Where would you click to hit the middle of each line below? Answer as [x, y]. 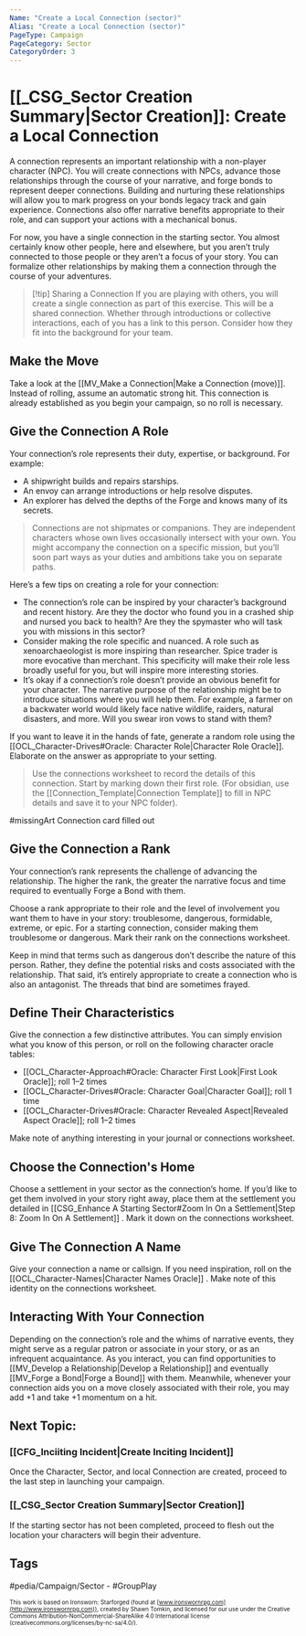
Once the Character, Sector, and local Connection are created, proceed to [148, 1471]
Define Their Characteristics [92, 1012]
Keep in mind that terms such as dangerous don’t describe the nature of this [153, 955]
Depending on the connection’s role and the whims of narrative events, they [152, 1339]
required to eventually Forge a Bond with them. [98, 890]
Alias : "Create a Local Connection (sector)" [97, 27]
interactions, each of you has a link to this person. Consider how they [162, 323]
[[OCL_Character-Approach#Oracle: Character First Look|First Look [150, 1072]
